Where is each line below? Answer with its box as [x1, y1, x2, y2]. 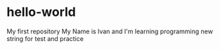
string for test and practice [6, 34, 84, 42]
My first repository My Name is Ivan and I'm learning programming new [6, 27, 214, 35]
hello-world [6, 4, 77, 20]
